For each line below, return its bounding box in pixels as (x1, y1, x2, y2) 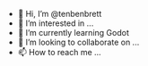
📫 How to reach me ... (17, 47, 101, 57)
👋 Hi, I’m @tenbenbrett (17, 9, 102, 19)
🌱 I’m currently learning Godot (17, 28, 130, 37)
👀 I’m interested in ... (17, 18, 94, 29)
